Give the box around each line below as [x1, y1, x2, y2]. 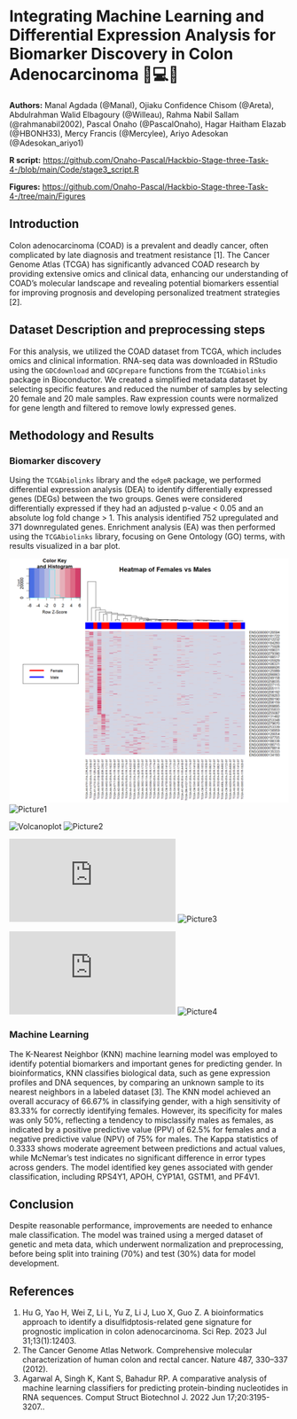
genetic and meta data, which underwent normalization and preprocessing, [9, 1239, 284, 1250]
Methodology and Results [9, 427, 154, 443]
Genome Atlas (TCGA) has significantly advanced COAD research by [9, 259, 260, 270]
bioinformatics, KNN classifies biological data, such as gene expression [9, 1067, 270, 1078]
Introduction [9, 216, 80, 231]
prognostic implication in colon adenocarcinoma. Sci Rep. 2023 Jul [21, 1326, 268, 1337]
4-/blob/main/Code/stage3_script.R [9, 164, 139, 175]
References [9, 1283, 74, 1298]
